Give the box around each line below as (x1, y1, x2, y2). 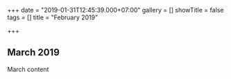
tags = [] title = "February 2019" (7, 13, 99, 21)
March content (7, 65, 49, 73)
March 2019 (7, 46, 60, 58)
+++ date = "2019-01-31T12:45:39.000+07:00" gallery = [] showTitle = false (7, 6, 224, 14)
